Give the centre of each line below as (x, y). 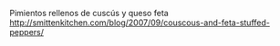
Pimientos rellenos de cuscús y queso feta (89, 13)
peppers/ (26, 32)
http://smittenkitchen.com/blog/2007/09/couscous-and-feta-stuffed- (140, 23)
